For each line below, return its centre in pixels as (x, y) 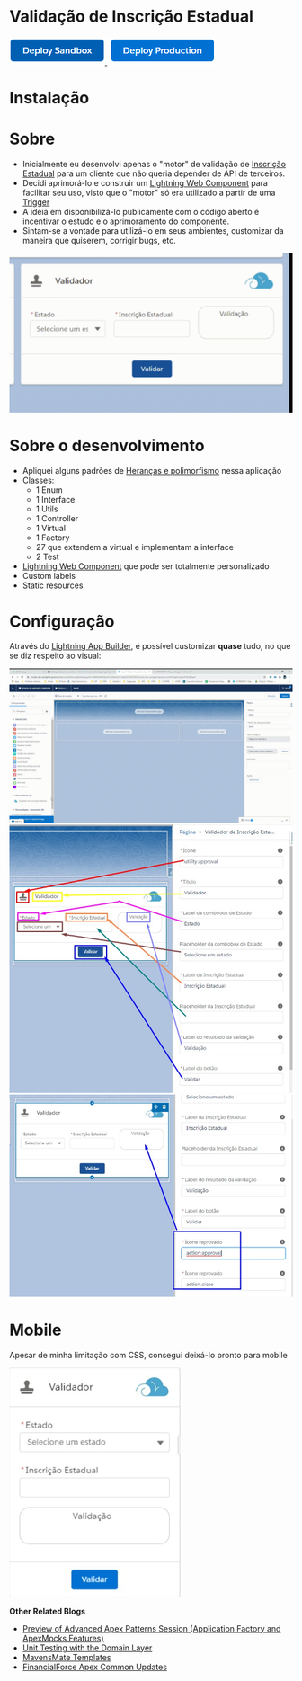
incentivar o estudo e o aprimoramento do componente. (126, 221)
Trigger (36, 202)
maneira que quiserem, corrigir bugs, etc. (99, 241)
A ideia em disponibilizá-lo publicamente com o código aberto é (141, 212)
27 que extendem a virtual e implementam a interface (134, 547)
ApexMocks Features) (63, 1638)
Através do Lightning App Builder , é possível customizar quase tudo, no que (150, 646)
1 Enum (49, 489)
